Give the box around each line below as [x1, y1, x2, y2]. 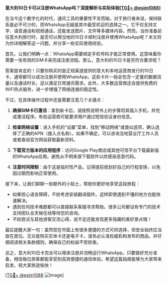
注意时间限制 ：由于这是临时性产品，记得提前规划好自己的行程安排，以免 [12, 164, 161, 170]
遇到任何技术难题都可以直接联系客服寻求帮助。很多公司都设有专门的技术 [12, 204, 161, 209]
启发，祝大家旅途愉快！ [5, 262, 53, 268]
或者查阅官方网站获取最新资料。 [12, 137, 78, 142]
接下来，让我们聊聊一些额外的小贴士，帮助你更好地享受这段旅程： [5, 181, 140, 187]
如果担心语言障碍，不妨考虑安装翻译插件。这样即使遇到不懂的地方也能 [12, 191, 157, 197]
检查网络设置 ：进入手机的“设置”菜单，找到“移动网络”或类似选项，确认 [12, 124, 156, 130]
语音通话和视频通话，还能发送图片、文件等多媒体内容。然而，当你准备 [13, 28, 158, 34]
